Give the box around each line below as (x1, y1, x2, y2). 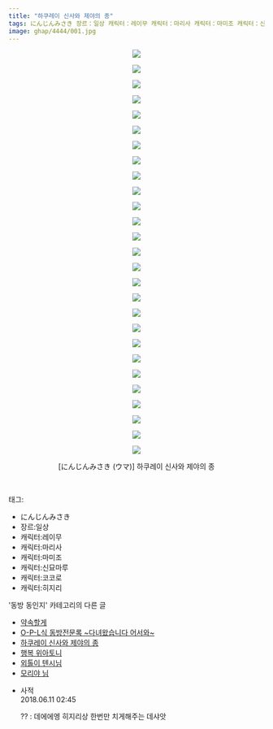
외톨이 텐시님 (19, 658, 63, 668)
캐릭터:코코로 (19, 573, 63, 583)
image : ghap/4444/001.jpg (8, 27, 96, 35)
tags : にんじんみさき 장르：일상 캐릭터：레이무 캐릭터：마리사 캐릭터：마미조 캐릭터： (8, 20, 260, 28)
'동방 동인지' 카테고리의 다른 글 (8, 601, 106, 610)
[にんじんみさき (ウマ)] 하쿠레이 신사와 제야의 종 (58, 462, 215, 471)
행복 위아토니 (19, 648, 63, 658)
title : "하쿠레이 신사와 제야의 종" (8, 11, 114, 20)
